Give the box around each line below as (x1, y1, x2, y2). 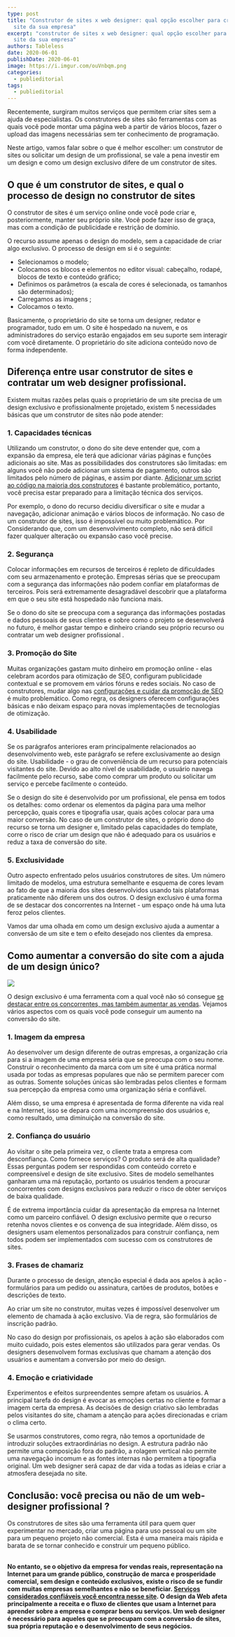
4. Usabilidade (7, 726, 57, 736)
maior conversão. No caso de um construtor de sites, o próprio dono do (7, 815, 215, 824)
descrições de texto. (7, 1290, 66, 1299)
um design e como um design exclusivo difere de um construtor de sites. (7, 158, 218, 167)
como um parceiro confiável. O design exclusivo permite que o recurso (7, 1213, 212, 1221)
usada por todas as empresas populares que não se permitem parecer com (7, 1070, 225, 1079)
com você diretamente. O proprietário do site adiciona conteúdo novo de (7, 338, 217, 347)
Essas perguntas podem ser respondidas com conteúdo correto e (7, 1162, 197, 1170)
